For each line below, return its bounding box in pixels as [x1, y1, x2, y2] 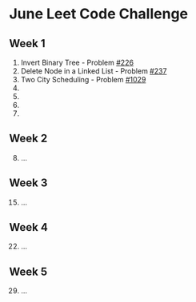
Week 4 [9, 221, 49, 234]
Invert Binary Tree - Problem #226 [20, 58, 134, 67]
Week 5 [9, 264, 47, 278]
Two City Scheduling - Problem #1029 [20, 75, 146, 84]
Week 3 [9, 177, 48, 190]
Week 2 [9, 132, 48, 145]
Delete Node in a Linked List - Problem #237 [20, 66, 167, 76]
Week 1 [9, 37, 46, 50]
